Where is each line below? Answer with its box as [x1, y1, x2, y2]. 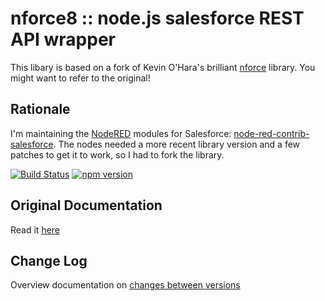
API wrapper [10, 28, 116, 51]
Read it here [10, 223, 61, 236]
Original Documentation [10, 197, 163, 214]
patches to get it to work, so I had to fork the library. [10, 148, 225, 161]
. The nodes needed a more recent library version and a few [53, 138, 301, 150]
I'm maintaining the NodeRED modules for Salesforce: [10, 127, 232, 139]
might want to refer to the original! [10, 72, 151, 84]
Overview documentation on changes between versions [10, 279, 241, 291]
